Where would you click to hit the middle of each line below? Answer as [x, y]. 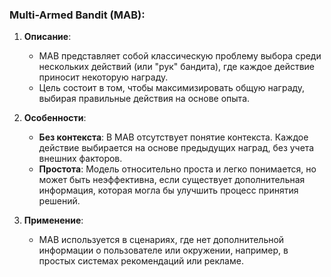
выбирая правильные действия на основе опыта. [144, 99]
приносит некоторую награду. [103, 77]
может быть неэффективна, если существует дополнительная [172, 180]
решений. [59, 201]
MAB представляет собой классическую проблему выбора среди [180, 56]
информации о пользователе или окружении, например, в [163, 250]
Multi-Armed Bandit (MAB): [77, 15]
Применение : [53, 220]
